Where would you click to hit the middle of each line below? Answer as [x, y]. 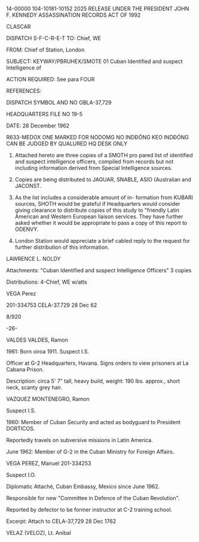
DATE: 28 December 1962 [38, 126]
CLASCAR [19, 27]
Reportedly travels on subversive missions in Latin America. [80, 440]
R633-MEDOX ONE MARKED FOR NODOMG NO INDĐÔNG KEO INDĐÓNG [98, 137]
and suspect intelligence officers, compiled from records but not [94, 162]
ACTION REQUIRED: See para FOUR [50, 79]
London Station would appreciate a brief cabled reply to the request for [102, 241]
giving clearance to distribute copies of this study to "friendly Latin [97, 210]
